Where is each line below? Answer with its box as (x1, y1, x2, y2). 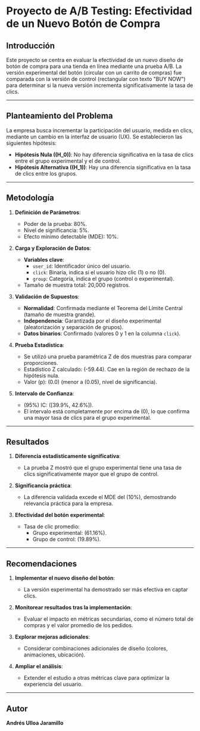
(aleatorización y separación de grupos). (23, 323, 124, 330)
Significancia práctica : (14, 482, 73, 490)
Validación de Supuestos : (14, 293, 80, 300)
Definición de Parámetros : (14, 209, 82, 216)
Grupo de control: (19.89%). (32, 535, 101, 543)
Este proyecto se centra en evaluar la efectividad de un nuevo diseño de (6, 57, 183, 63)
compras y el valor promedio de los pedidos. (23, 622, 133, 629)
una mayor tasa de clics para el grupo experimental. (23, 414, 152, 421)
